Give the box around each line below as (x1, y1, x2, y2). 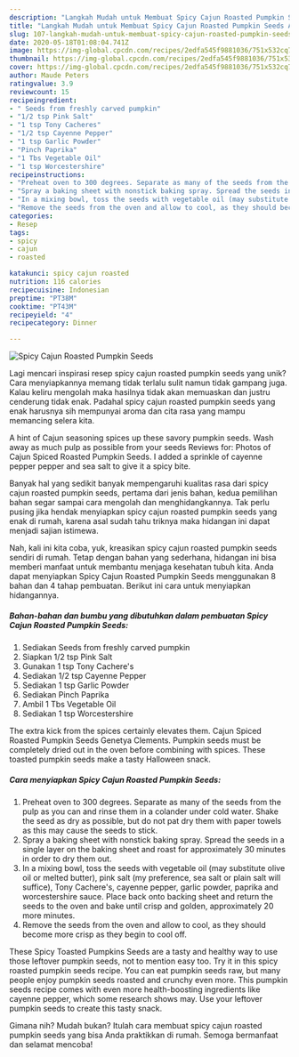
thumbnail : (9, 54, 50, 63)
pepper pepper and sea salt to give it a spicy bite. (9, 461, 191, 472)
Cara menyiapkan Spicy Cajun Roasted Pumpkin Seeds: (9, 774, 222, 785)
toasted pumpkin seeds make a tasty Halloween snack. (9, 754, 212, 765)
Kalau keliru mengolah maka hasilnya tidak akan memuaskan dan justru (9, 387, 271, 398)
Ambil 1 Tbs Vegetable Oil (21, 699, 117, 710)
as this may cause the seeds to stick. (21, 825, 158, 836)
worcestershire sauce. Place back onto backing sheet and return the (21, 892, 274, 902)
